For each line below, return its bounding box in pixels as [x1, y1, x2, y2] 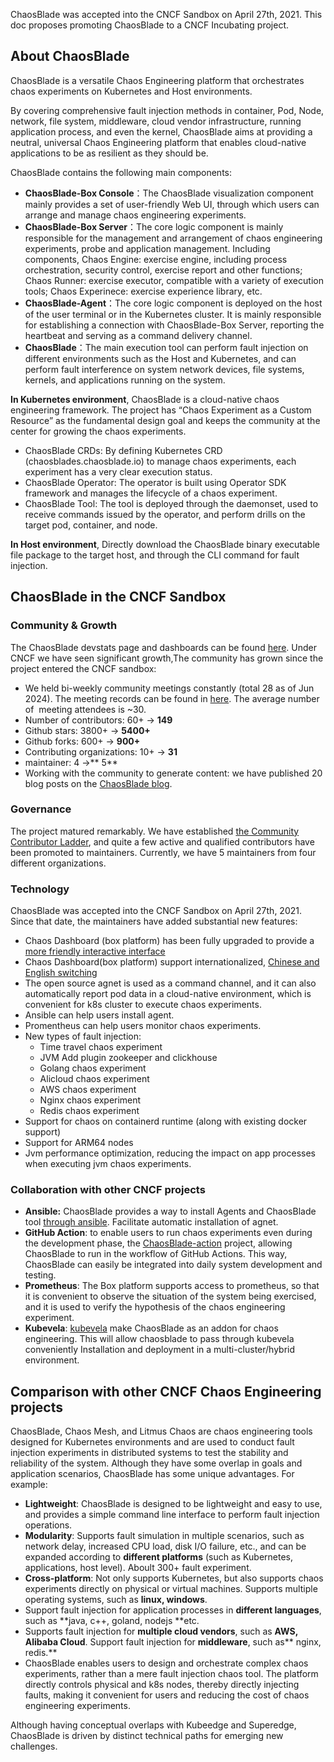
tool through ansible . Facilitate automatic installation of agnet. [24, 1216, 279, 1228]
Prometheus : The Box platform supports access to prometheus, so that [24, 1280, 320, 1292]
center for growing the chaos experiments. [10, 425, 187, 437]
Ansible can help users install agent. [24, 1009, 175, 1021]
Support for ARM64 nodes [24, 1137, 134, 1149]
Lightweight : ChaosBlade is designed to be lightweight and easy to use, [24, 1498, 323, 1510]
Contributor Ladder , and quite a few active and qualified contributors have [10, 835, 315, 848]
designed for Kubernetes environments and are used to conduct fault [10, 1436, 295, 1448]
